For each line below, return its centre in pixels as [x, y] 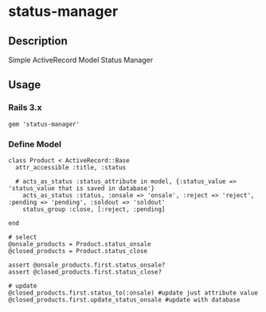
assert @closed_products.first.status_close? [85, 272]
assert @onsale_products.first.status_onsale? [87, 265]
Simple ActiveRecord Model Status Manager [81, 60]
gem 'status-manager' [44, 124]
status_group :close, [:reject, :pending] [94, 209]
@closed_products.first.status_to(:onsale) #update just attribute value [133, 293]
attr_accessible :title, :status [71, 167]
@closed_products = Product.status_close [78, 251]
